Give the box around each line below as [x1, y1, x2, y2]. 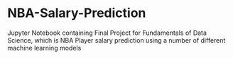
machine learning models [7, 43, 82, 52]
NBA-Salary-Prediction [7, 5, 146, 21]
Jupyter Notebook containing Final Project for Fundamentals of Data [7, 28, 207, 37]
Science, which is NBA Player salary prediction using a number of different [7, 36, 226, 44]
